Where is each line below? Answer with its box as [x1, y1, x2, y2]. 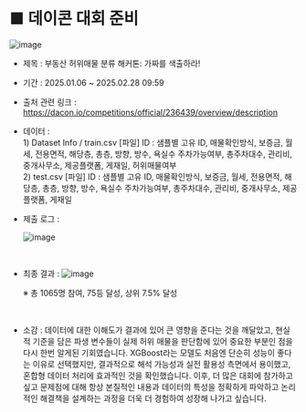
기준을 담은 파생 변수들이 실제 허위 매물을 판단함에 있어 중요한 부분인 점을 [32, 335, 294, 346]
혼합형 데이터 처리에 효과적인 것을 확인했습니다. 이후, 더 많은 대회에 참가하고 [22, 370, 294, 381]
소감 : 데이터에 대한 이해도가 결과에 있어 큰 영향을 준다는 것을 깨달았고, [22, 324, 274, 335]
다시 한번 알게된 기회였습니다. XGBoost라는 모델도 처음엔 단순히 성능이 [22, 347, 276, 358]
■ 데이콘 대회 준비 [9, 8, 139, 29]
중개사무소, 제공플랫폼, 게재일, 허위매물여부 [22, 160, 177, 170]
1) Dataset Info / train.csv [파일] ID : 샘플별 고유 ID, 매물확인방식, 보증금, [22, 137, 283, 148]
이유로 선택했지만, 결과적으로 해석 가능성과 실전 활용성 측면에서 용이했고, [32, 358, 291, 369]
